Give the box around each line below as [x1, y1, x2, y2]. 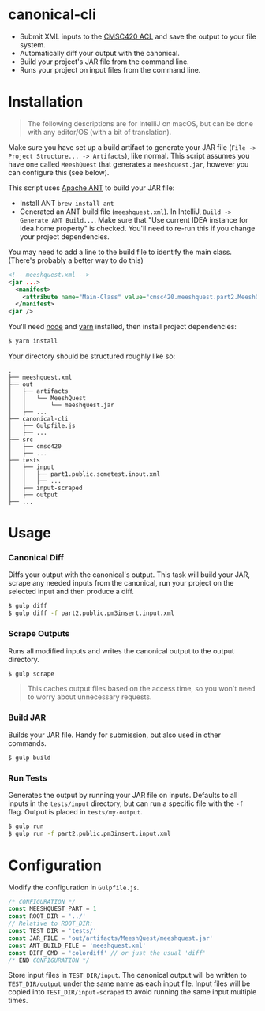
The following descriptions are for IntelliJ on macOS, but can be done [27, 118, 254, 128]
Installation [8, 93, 84, 111]
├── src [8, 436, 34, 444]
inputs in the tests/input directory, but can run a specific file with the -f [8, 799, 244, 808]
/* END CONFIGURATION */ [8, 957, 90, 964]
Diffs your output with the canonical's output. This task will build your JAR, [8, 570, 251, 579]
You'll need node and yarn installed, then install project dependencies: [8, 322, 237, 331]
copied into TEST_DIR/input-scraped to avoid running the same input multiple [8, 987, 257, 997]
